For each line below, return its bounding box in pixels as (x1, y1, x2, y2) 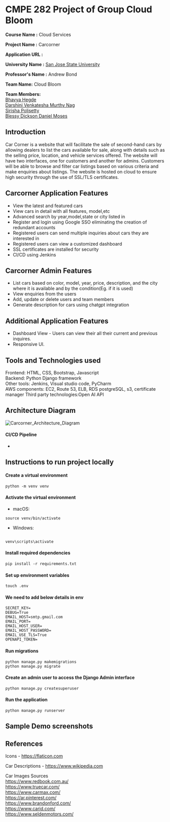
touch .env (5, 584, 29, 589)
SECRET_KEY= (5, 606, 31, 611)
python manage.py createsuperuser (5, 686, 79, 691)
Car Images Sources (5, 773, 49, 779)
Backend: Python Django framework (5, 375, 82, 381)
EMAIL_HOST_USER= (5, 624, 42, 629)
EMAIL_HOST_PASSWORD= (5, 628, 52, 633)
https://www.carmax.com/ (5, 789, 60, 795)
